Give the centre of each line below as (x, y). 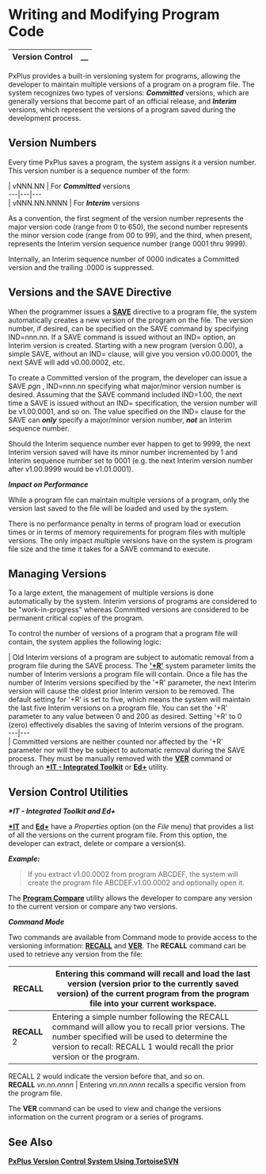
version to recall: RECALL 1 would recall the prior (143, 1047)
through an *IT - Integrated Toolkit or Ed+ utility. (88, 767)
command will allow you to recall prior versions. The (148, 1027)
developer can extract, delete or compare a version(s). (97, 844)
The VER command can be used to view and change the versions (115, 1109)
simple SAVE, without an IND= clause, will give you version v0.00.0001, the (130, 353)
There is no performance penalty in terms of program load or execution (125, 523)
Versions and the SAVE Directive (90, 293)
